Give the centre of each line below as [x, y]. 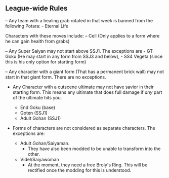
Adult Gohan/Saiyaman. [45, 143]
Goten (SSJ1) [34, 113]
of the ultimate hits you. [37, 97]
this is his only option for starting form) [46, 62]
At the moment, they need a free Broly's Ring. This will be [88, 165]
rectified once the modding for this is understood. [79, 170]
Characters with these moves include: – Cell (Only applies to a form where [82, 35]
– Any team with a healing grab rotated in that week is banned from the [79, 20]
